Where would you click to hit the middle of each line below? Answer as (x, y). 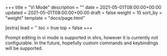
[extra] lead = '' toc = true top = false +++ (49, 28)
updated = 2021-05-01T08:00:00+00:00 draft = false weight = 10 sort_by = (84, 13)
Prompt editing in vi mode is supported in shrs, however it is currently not (82, 38)
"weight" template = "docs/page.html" (45, 18)
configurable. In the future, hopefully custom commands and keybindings (82, 43)
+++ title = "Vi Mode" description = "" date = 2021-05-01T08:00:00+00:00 (83, 7)
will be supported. (24, 48)
